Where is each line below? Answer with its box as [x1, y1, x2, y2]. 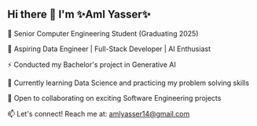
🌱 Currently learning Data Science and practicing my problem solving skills [7, 78, 249, 87]
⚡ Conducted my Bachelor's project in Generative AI [7, 60, 176, 69]
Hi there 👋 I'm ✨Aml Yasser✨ [7, 8, 151, 21]
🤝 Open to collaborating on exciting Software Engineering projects [7, 93, 222, 102]
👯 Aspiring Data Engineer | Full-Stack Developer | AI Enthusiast [7, 44, 211, 54]
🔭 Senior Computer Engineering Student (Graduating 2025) [7, 28, 199, 38]
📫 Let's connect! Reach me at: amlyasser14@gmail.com [7, 109, 190, 118]
